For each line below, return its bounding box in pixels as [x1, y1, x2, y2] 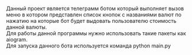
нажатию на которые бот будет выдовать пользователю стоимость [6, 18, 177, 24]
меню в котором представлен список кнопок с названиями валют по [6, 11, 182, 18]
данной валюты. [6, 23, 47, 30]
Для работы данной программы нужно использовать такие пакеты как [6, 30, 186, 37]
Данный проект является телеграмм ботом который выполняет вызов [6, 5, 184, 12]
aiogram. [6, 36, 28, 43]
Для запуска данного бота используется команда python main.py [6, 42, 171, 49]
